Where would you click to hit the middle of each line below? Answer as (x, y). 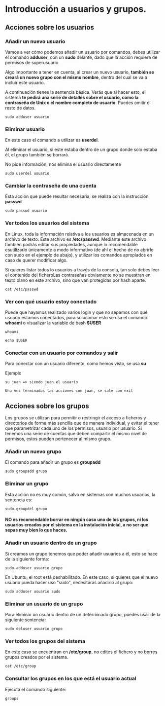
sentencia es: (19, 500)
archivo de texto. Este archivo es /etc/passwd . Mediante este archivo (76, 239)
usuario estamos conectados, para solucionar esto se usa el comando (76, 318)
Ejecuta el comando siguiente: (36, 689)
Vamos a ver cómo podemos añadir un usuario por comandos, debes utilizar (82, 52)
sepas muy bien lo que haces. (36, 530)
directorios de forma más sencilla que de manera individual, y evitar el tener (82, 423)
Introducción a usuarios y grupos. (76, 9)
